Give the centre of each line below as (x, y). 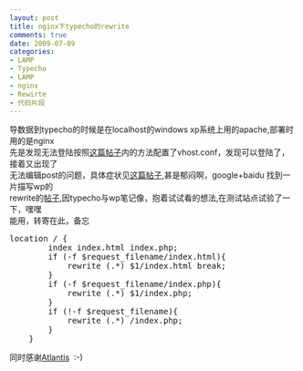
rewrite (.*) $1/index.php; (130, 294)
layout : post (34, 18)
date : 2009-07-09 (42, 43)
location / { (39, 239)
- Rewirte (28, 94)
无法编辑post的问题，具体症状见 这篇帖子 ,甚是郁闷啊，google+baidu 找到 (146, 175)
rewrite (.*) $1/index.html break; (146, 266)
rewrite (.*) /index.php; (125, 321)
